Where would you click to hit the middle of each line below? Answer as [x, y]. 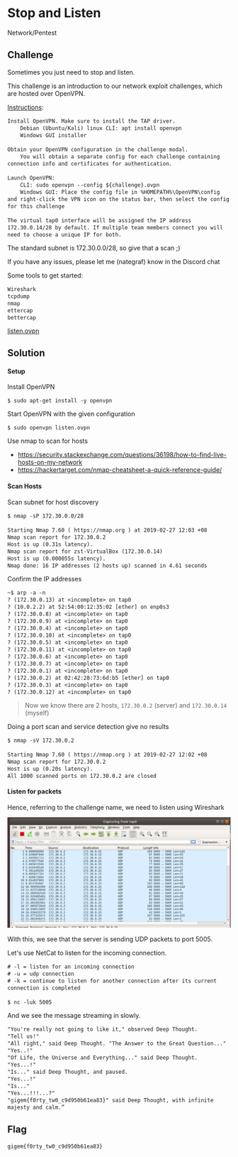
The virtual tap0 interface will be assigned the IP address [100, 220]
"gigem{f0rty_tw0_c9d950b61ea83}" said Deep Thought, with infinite [110, 1101]
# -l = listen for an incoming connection [71, 967]
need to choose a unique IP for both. [64, 235]
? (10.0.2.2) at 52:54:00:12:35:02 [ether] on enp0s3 [89, 607]
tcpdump [19, 296]
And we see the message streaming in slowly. [74, 1016]
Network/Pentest [32, 33]
